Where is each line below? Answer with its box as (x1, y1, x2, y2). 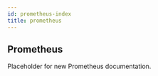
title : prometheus (7, 17, 62, 24)
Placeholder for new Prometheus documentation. (7, 62, 152, 71)
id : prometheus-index (7, 10, 72, 18)
